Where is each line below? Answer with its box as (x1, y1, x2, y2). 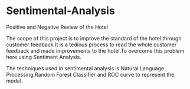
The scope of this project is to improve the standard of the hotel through (6, 35, 182, 42)
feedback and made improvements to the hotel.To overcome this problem (6, 47, 185, 54)
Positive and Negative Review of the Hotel (6, 23, 108, 30)
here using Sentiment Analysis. (6, 53, 81, 60)
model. (6, 77, 23, 84)
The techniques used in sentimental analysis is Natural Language (6, 64, 164, 71)
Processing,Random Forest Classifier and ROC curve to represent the (6, 71, 175, 78)
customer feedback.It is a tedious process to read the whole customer (6, 41, 177, 48)
